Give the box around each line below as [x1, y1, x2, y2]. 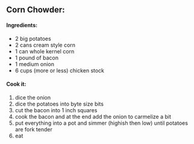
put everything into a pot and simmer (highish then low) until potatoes [14, 119, 189, 127]
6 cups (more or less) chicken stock [14, 67, 104, 74]
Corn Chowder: [6, 5, 65, 15]
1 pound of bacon [14, 54, 59, 61]
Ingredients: [6, 21, 38, 29]
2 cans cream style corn [14, 41, 76, 49]
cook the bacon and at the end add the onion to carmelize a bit [14, 113, 172, 120]
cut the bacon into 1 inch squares [14, 106, 98, 113]
